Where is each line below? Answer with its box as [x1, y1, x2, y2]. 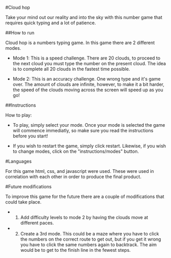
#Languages [5, 158, 32, 164]
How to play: [5, 112, 32, 118]
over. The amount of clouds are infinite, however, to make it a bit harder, [12, 82, 165, 87]
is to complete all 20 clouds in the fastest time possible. [12, 66, 131, 72]
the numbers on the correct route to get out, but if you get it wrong [20, 236, 161, 242]
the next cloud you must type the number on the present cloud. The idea [12, 61, 166, 66]
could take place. [5, 199, 42, 205]
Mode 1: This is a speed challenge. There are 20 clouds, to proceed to [12, 55, 160, 61]
